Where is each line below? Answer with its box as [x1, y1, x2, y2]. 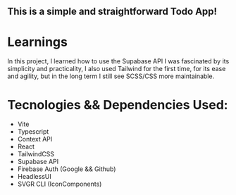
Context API [17, 135, 53, 144]
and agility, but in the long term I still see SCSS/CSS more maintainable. [7, 72, 215, 80]
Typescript [17, 127, 49, 136]
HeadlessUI [17, 172, 51, 181]
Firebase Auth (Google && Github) [17, 165, 116, 173]
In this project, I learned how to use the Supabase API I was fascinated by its [7, 57, 230, 65]
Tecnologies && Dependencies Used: [7, 96, 228, 113]
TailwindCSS [17, 150, 55, 158]
